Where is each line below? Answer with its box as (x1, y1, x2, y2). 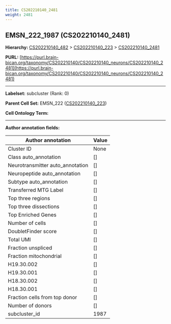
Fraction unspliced (8, 244, 52, 251)
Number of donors (8, 302, 52, 309)
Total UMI (8, 236, 31, 243)
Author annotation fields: (5, 125, 60, 131)
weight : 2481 (5, 12, 33, 17)
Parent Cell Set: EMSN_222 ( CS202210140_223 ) (5, 100, 107, 107)
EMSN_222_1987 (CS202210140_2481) (5, 31, 130, 40)
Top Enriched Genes (8, 211, 57, 218)
